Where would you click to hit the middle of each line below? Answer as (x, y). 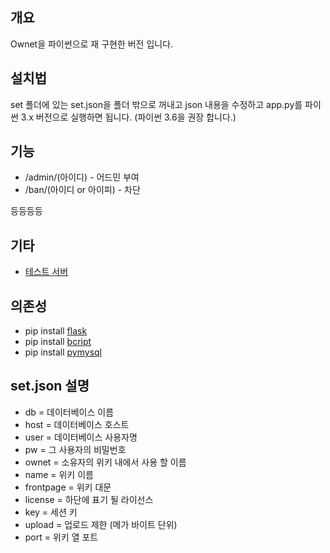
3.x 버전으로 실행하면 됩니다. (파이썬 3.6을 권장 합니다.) (128, 117)
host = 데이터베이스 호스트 (77, 424)
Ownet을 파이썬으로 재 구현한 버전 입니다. (92, 44)
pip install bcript (58, 342)
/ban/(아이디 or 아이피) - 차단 (82, 190)
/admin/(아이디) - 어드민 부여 (82, 177)
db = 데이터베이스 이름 (69, 412)
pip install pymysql (63, 352)
